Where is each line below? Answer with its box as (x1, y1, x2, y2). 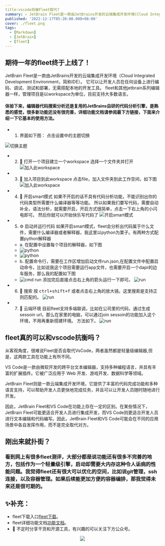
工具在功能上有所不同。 (26, 354, 74, 359)
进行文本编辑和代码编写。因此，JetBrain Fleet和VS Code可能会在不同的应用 (5, 415, 159, 421)
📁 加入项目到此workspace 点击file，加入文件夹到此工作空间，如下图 (19, 176, 157, 182)
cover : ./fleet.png (5, 21, 45, 26)
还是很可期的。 (10, 483, 46, 490)
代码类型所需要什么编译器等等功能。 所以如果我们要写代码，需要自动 (19, 199, 159, 205)
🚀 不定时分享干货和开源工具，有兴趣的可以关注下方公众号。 (12, 526, 133, 532)
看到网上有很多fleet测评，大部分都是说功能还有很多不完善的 (5, 453, 147, 460)
